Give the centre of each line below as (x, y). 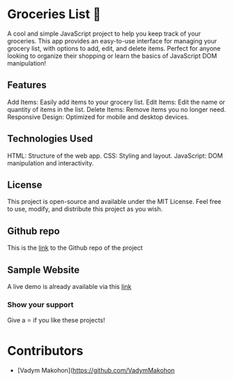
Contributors (45, 351)
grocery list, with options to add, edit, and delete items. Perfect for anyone (114, 48)
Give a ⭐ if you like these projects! (57, 320)
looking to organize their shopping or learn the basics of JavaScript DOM (112, 56)
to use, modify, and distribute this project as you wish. (85, 209)
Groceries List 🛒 (54, 14)
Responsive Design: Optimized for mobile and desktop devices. (98, 117)
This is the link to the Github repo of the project (75, 248)
